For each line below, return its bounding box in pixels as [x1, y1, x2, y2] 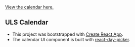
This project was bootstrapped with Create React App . [12, 31, 124, 37]
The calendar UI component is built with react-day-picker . [12, 36, 131, 42]
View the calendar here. [5, 4, 54, 10]
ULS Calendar [5, 18, 48, 26]
